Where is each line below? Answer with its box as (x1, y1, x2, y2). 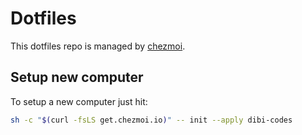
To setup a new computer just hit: (10, 95, 148, 107)
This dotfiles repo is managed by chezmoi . (10, 40, 186, 52)
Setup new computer (10, 69, 144, 86)
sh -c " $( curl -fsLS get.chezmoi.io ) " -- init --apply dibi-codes (10, 115, 293, 125)
